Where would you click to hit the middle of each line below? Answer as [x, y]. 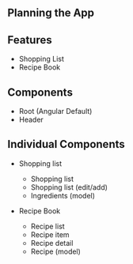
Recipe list [47, 226]
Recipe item [50, 234]
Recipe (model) [55, 251]
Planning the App [51, 13]
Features [30, 40]
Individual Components [66, 144]
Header [31, 120]
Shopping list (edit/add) [69, 187]
